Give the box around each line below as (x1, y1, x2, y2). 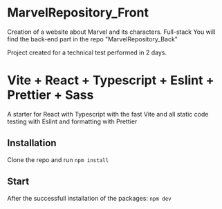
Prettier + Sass (7, 88, 94, 103)
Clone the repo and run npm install (7, 155, 109, 163)
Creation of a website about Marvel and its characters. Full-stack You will (7, 28, 216, 36)
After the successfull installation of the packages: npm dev (7, 194, 172, 202)
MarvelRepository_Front (7, 5, 149, 21)
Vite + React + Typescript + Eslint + (7, 72, 214, 88)
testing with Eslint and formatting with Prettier (7, 117, 138, 126)
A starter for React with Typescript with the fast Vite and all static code (7, 110, 209, 118)
